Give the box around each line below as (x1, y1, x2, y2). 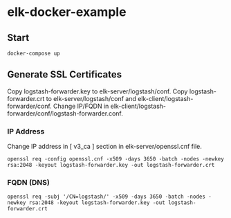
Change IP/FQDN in (53, 102, 109, 110)
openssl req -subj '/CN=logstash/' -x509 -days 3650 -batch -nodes (7, 193, 206, 201)
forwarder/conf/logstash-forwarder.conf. (7, 109, 123, 118)
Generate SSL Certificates (7, 69, 122, 80)
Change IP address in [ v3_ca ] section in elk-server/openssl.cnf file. (7, 143, 202, 151)
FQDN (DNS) (7, 178, 50, 188)
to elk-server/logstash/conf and (46, 94, 137, 102)
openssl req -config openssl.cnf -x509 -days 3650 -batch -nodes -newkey (7, 156, 225, 163)
